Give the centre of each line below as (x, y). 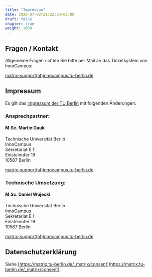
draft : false (19, 19)
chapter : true (20, 24)
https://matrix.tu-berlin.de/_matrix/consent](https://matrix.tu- (82, 264)
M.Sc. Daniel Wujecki (28, 194)
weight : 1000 (19, 28)
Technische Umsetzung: (35, 182)
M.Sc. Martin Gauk (25, 128)
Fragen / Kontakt (32, 49)
